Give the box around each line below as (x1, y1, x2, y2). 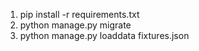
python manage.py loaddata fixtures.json (19, 30, 190, 41)
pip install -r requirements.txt (19, 9, 140, 20)
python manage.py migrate (19, 19, 132, 31)
